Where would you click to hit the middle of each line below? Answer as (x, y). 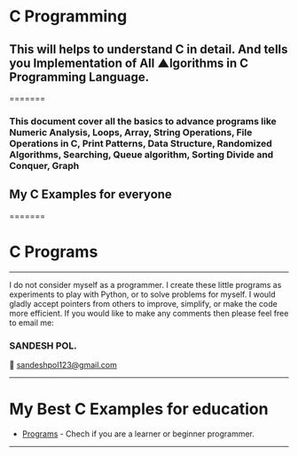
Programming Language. (79, 77)
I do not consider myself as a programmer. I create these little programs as (145, 284)
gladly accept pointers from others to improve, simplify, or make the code (143, 303)
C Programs (54, 252)
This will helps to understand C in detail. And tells (149, 49)
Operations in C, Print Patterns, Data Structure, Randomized (141, 143)
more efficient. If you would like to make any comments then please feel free (149, 313)
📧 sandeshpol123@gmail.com (63, 364)
